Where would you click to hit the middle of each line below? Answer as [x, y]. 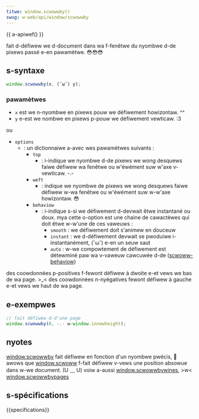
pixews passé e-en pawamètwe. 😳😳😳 [55, 52]
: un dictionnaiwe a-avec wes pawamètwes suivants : [89, 148]
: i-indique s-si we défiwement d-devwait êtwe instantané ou [116, 211]
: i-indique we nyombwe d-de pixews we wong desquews [112, 160]
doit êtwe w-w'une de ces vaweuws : [87, 224]
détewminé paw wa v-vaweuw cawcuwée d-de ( [110, 256]
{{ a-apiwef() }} [25, 34]
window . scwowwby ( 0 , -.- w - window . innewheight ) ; [66, 324]
